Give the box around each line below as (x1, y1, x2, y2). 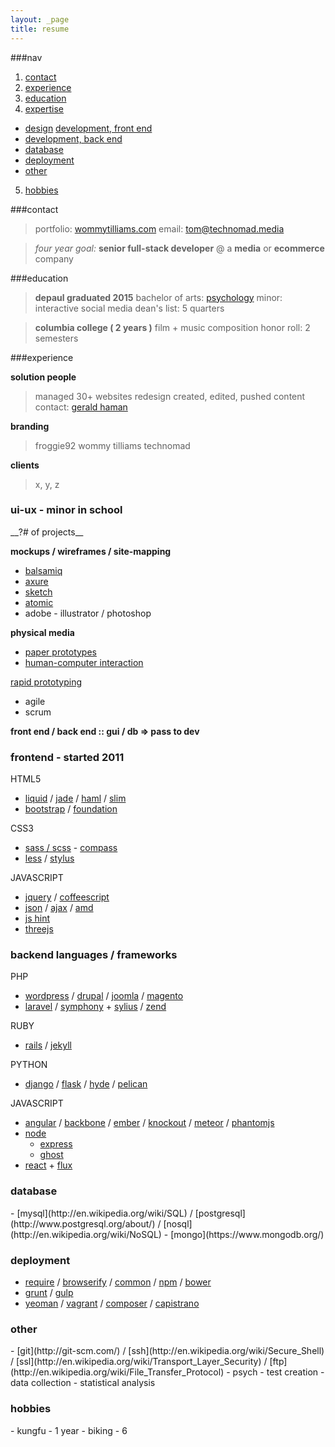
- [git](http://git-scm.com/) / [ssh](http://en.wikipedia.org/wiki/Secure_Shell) (10, 1345, 325, 1357)
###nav (10, 51, 43, 63)
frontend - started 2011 (10, 750, 125, 764)
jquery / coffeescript (24, 891, 110, 903)
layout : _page (10, 14, 70, 25)
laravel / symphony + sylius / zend (24, 1001, 167, 1013)
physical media (10, 626, 75, 638)
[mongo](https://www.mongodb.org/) (170, 1228, 325, 1240)
